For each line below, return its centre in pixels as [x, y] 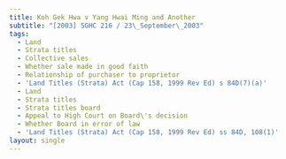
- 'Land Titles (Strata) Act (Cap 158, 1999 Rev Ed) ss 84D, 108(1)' [148, 132]
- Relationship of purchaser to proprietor [98, 75]
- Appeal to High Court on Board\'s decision [103, 116]
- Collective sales [53, 58]
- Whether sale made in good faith [83, 67]
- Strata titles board [59, 108]
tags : [19, 34]
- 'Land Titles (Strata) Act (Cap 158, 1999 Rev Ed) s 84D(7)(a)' [142, 83]
